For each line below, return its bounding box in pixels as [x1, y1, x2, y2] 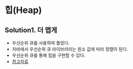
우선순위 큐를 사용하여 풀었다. [11, 40, 70, 46]
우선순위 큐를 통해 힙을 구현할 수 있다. [11, 53, 85, 58]
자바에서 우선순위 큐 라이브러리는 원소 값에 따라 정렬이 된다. [11, 46, 128, 52]
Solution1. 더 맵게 [4, 26, 57, 34]
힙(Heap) [4, 4, 42, 16]
